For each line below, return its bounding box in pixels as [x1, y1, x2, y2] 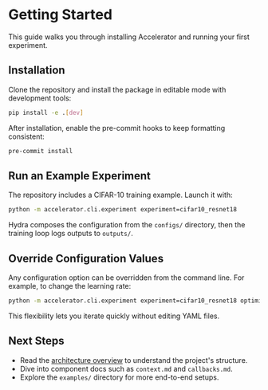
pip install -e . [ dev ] [8, 108, 84, 116]
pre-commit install [8, 147, 73, 155]
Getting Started [8, 6, 113, 24]
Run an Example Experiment [8, 169, 152, 183]
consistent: [8, 132, 45, 141]
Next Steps [8, 334, 65, 348]
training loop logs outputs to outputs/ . [8, 229, 133, 238]
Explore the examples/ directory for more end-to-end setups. [19, 372, 219, 382]
